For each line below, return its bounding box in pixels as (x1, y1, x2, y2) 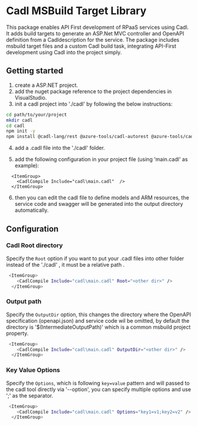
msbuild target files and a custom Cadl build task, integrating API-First (6, 42, 177, 50)
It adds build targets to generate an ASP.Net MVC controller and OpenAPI (6, 30, 184, 37)
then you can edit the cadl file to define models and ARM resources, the (14, 194, 190, 201)
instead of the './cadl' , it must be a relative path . (6, 261, 125, 268)
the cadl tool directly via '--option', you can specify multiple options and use (6, 385, 192, 393)
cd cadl (6, 123, 25, 129)
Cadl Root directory (6, 241, 63, 250)
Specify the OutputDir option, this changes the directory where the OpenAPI (6, 311, 192, 318)
